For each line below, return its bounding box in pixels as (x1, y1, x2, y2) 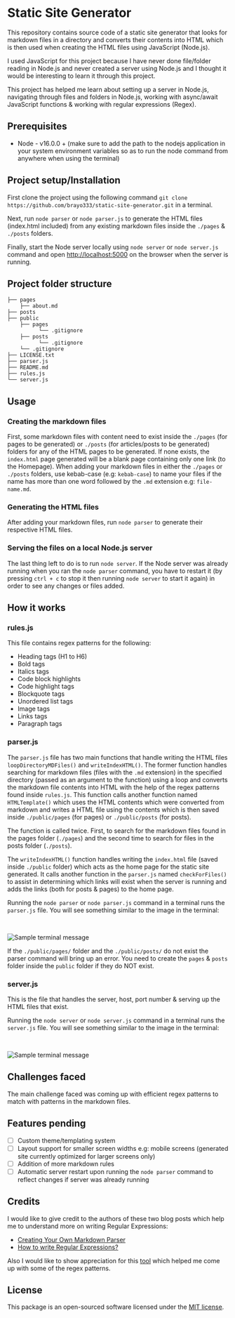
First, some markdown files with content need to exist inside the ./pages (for (7, 433, 228, 441)
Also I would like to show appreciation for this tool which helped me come (7, 1256, 220, 1265)
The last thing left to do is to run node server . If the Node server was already (7, 559, 229, 567)
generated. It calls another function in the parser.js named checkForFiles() (7, 869, 227, 878)
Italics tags (17, 667, 49, 676)
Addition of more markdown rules (17, 1159, 114, 1168)
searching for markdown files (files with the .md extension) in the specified (7, 767, 222, 777)
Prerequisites (7, 121, 67, 133)
